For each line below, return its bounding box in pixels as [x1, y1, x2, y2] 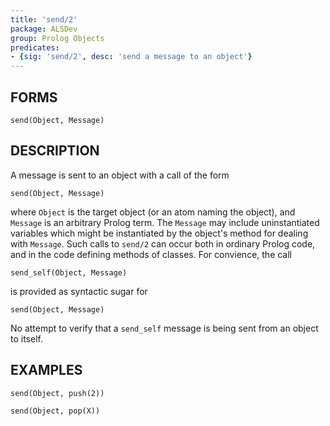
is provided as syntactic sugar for [10, 285, 148, 297]
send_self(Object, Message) [10, 267, 128, 278]
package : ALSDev [10, 24, 78, 34]
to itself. [10, 332, 43, 345]
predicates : [10, 42, 60, 53]
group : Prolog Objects [10, 33, 105, 43]
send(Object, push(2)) [10, 388, 105, 398]
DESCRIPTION [10, 142, 100, 160]
